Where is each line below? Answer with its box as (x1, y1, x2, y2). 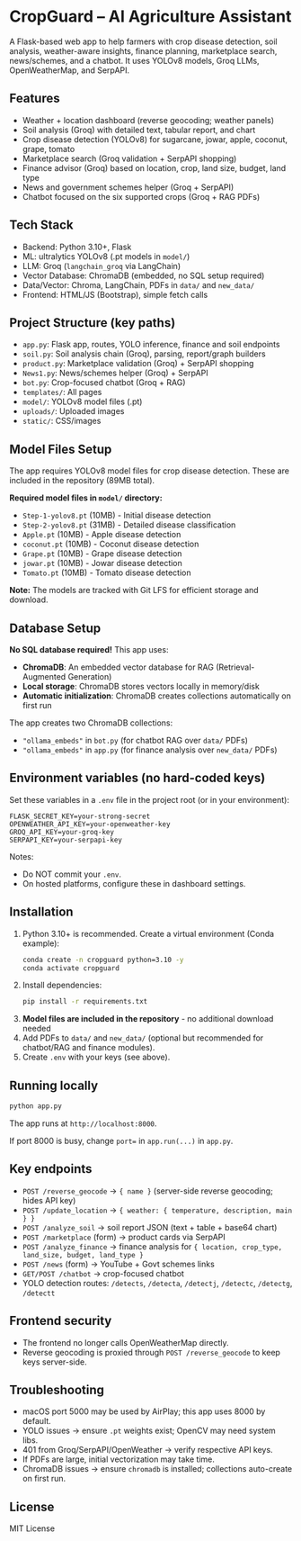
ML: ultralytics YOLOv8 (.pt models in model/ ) (22, 250, 190, 262)
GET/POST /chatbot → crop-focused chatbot (22, 1267, 184, 1279)
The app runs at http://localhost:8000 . (9, 1118, 157, 1129)
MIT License (9, 1523, 56, 1534)
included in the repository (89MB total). (9, 475, 155, 486)
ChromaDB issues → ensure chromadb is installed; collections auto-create (22, 1464, 293, 1474)
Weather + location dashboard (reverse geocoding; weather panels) (22, 114, 274, 125)
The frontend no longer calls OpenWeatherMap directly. (22, 1337, 229, 1347)
